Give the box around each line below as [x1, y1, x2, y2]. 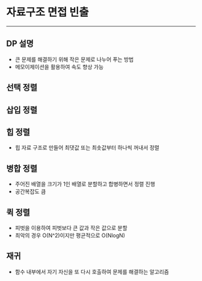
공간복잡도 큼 [14, 188, 46, 195]
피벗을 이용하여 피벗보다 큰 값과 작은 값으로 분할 [14, 224, 127, 231]
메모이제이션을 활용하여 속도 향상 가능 [14, 63, 104, 70]
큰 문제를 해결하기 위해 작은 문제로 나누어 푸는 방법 [14, 55, 134, 63]
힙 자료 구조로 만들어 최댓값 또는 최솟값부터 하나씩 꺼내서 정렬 [14, 144, 159, 151]
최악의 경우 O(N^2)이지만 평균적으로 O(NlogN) [14, 232, 125, 239]
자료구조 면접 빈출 [6, 5, 89, 19]
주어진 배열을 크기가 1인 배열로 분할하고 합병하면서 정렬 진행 [14, 181, 155, 188]
